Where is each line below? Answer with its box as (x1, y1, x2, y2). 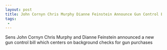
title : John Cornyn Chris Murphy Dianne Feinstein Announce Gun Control (5, 12, 159, 17)
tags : (5, 16, 16, 21)
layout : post (5, 7, 32, 12)
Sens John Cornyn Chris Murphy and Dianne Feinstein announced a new (5, 34, 154, 40)
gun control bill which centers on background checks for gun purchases (5, 40, 153, 46)
